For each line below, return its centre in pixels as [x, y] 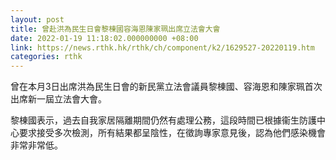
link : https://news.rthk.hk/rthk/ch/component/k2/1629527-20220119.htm [162, 47]
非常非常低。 [36, 145]
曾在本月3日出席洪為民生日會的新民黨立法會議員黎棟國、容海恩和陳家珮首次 [166, 87]
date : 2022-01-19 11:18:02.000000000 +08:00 [104, 38]
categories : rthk [46, 57]
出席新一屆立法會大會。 [58, 99]
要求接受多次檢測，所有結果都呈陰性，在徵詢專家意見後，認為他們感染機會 [172, 133]
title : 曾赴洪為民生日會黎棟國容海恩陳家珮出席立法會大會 [115, 29]
